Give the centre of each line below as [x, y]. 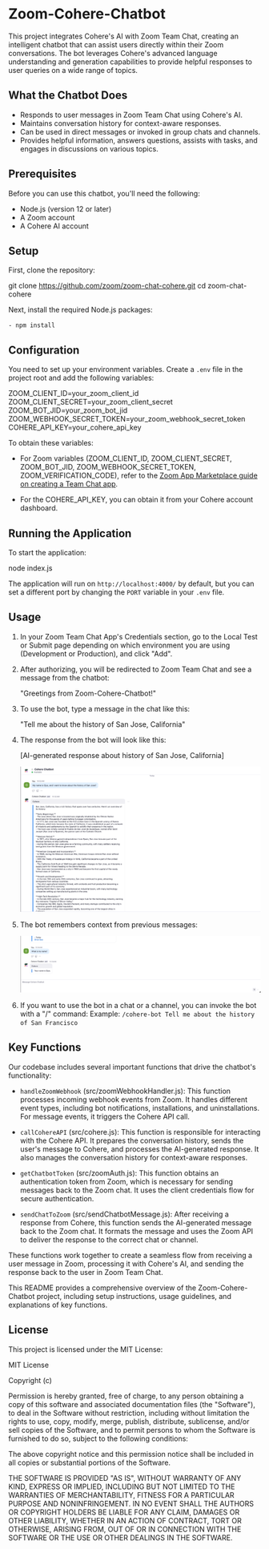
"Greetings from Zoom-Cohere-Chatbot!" [88, 693]
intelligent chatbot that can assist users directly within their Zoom [116, 44]
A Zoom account [47, 217]
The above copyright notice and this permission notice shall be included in [131, 1454]
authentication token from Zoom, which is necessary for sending [126, 1181]
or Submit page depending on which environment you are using [125, 645]
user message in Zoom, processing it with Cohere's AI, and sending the [126, 1264]
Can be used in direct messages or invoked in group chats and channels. [140, 131]
